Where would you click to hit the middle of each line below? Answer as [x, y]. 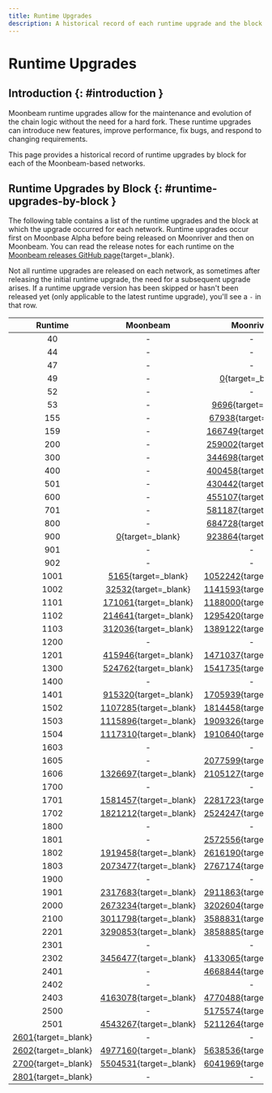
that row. [23, 306]
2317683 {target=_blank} [148, 893]
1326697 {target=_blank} [148, 774]
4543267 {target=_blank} [148, 1024]
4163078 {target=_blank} [148, 998]
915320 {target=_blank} [148, 695]
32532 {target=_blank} [148, 589]
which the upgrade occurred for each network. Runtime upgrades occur [129, 229]
